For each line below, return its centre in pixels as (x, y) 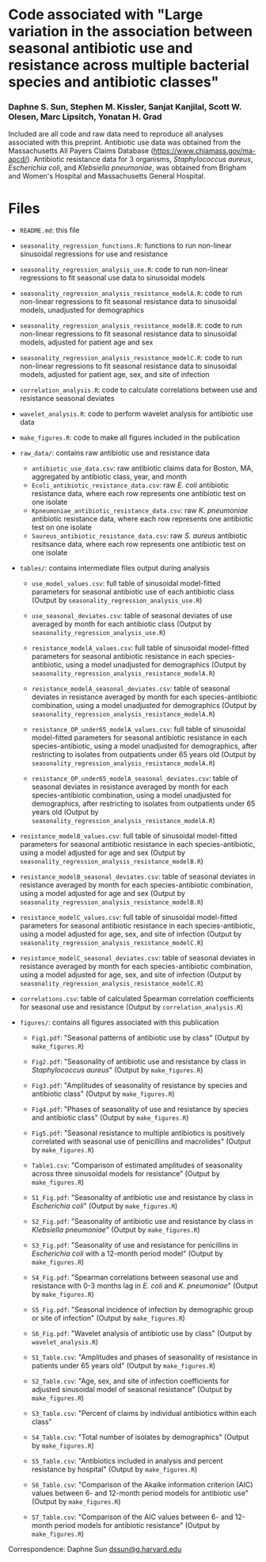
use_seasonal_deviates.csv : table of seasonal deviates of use (132, 616)
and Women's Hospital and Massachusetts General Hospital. (107, 176)
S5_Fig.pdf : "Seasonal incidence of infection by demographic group (142, 1310)
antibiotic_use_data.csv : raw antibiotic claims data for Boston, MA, (142, 468)
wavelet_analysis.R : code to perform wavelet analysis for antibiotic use (136, 414)
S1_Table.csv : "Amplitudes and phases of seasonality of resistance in (144, 1357)
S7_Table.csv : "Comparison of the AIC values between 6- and (132, 1517)
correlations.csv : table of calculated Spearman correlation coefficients (137, 998)
